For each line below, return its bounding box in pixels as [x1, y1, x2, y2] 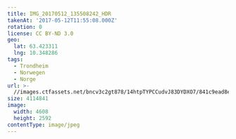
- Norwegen [13, 69, 46, 76]
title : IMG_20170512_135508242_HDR [7, 10, 112, 18]
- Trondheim [13, 62, 49, 69]
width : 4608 [13, 108, 49, 115]
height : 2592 [13, 114, 52, 121]
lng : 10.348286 [13, 50, 58, 57]
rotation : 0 [7, 23, 42, 30]
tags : [7, 56, 23, 63]
